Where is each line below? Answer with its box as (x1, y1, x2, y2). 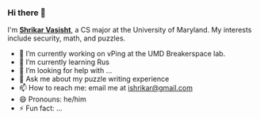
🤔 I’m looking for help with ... (18, 66, 113, 75)
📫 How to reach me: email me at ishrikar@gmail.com (18, 83, 193, 93)
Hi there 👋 (7, 7, 47, 18)
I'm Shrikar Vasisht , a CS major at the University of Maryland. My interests (7, 25, 252, 35)
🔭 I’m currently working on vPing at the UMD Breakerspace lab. (18, 49, 226, 59)
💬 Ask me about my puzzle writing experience (18, 75, 170, 84)
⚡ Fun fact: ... (18, 103, 63, 113)
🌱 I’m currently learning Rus (18, 57, 110, 67)
